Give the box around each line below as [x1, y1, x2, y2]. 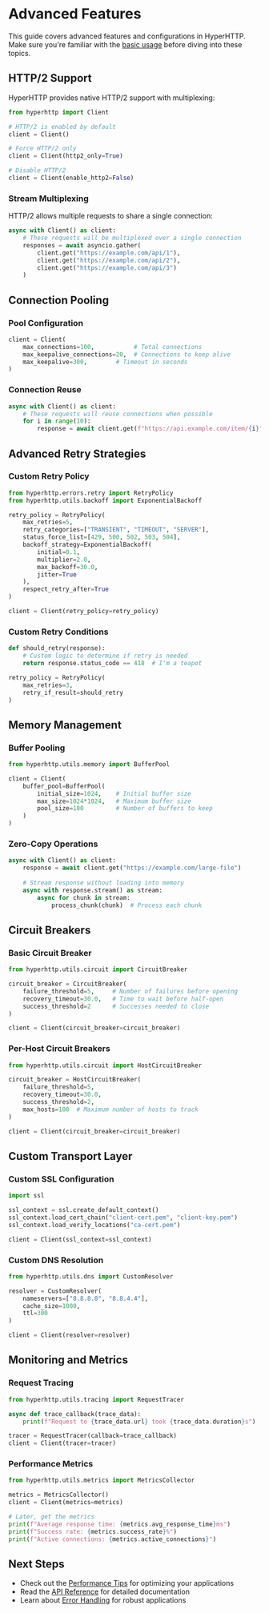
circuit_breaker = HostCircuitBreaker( [8, 1076, 142, 1084]
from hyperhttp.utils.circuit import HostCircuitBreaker [8, 1061, 203, 1069]
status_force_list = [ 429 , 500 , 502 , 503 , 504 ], [22, 533, 181, 541]
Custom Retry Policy [8, 471, 90, 482]
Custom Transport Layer [8, 1150, 133, 1163]
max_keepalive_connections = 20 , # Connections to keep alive [22, 350, 231, 359]
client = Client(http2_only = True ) [8, 152, 124, 160]
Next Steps [8, 1557, 65, 1571]
